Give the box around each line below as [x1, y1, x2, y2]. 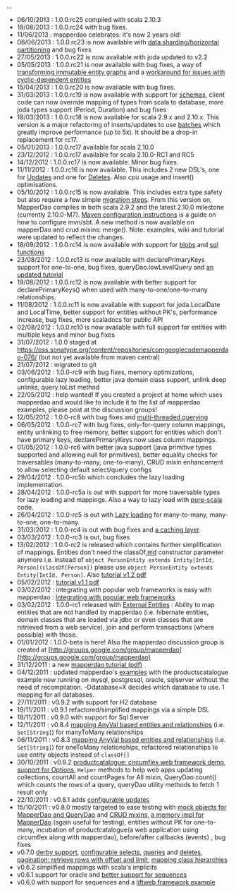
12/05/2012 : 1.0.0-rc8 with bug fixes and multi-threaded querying [16, 413, 209, 421]
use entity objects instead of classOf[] [16, 750, 130, 759]
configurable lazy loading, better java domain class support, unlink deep [16, 376, 227, 383]
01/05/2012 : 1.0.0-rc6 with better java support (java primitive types [16, 443, 212, 451]
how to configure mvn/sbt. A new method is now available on [16, 218, 194, 226]
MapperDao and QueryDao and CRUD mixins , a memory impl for [16, 810, 204, 819]
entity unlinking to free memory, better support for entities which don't [16, 428, 222, 436]
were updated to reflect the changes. [16, 233, 125, 241]
